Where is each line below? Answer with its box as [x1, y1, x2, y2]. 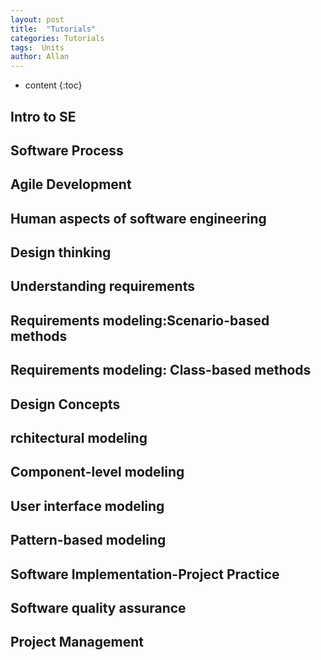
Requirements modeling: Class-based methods [10, 362, 312, 379]
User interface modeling [10, 497, 165, 515]
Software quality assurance [10, 599, 187, 616]
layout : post [10, 14, 65, 25]
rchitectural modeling [10, 430, 148, 447]
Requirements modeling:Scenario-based [10, 312, 270, 329]
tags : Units [10, 42, 65, 53]
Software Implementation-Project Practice [10, 566, 280, 583]
